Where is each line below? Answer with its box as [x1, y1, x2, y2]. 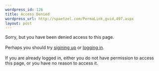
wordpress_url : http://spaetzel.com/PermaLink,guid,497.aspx [5, 16, 134, 21]
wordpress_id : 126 [5, 7, 43, 12]
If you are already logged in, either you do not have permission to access [5, 55, 155, 61]
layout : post [5, 21, 32, 26]
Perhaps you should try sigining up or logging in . [5, 45, 105, 50]
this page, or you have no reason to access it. [5, 60, 98, 66]
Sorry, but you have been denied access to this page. [5, 34, 114, 40]
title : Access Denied [5, 12, 50, 17]
